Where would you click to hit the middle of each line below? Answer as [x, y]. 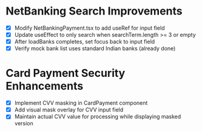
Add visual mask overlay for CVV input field [69, 110]
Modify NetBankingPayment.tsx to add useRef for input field [89, 28]
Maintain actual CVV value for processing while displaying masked [98, 117]
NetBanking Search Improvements [94, 11]
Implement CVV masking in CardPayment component [81, 103]
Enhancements [45, 86]
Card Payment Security [66, 73]
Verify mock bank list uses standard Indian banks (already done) [95, 48]
